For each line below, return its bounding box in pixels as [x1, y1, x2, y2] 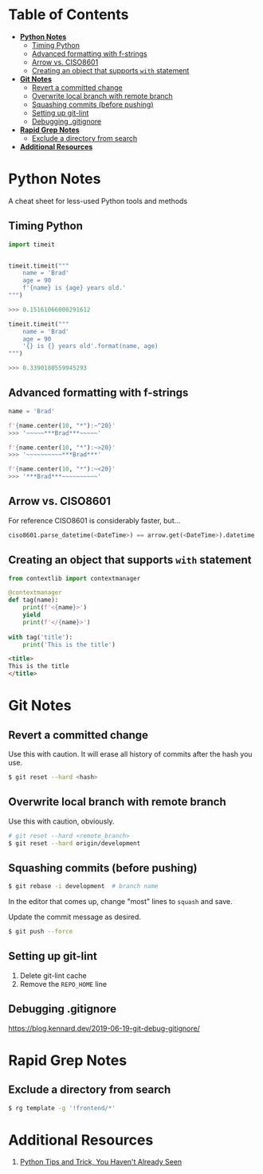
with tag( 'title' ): [8, 633, 73, 641]
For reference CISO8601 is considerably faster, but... [8, 515, 181, 525]
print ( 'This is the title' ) [22, 640, 116, 648]
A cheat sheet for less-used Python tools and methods [8, 196, 188, 205]
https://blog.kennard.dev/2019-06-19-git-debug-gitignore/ [8, 1023, 201, 1033]
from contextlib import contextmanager [8, 574, 141, 582]
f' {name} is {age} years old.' [22, 284, 127, 292]
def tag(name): [8, 596, 59, 605]
